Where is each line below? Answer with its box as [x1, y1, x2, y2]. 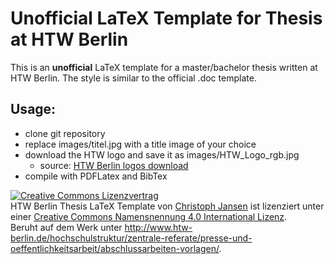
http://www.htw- [124, 221, 193, 233]
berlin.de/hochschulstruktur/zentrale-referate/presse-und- [10, 232, 253, 244]
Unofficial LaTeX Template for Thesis [10, 7, 323, 30]
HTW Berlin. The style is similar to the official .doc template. [10, 72, 257, 84]
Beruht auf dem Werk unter [10, 221, 123, 233]
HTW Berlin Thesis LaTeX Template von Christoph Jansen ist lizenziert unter [10, 200, 325, 212]
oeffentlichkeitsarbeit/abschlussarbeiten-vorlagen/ [10, 242, 220, 254]
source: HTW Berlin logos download [39, 159, 189, 171]
